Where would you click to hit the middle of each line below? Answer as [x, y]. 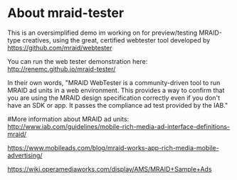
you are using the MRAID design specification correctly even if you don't [114, 98]
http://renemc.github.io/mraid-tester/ [62, 69]
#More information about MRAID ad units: [68, 119]
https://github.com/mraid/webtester [60, 47]
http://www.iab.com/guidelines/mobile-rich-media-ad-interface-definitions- [119, 126]
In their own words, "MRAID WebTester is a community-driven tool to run [114, 82]
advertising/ [25, 155]
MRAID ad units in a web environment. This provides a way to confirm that [116, 90]
